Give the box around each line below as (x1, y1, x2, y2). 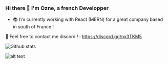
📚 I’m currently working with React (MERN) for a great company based (12, 16, 163, 22)
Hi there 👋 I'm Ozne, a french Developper (5, 5, 109, 12)
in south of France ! (12, 24, 54, 30)
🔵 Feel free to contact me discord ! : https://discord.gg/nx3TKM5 (5, 34, 142, 40)
